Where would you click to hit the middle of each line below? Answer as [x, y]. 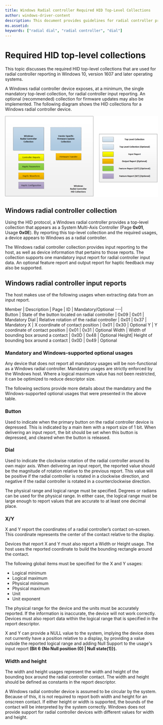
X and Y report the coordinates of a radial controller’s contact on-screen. [78, 529]
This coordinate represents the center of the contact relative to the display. [80, 535]
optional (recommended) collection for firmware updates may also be [74, 99]
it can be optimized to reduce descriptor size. [50, 379]
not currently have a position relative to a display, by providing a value [75, 639]
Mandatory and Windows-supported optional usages [69, 353]
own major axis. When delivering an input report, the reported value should [80, 466]
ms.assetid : [17, 26]
